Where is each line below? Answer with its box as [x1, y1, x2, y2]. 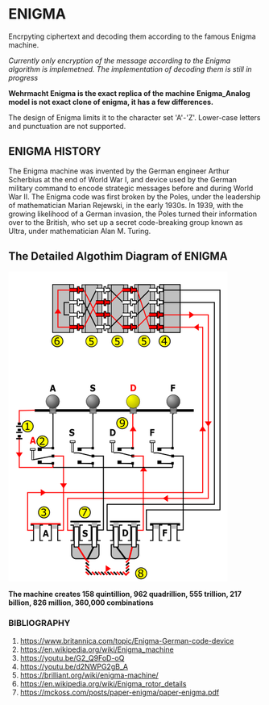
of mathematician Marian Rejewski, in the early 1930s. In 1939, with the [8, 200, 244, 210]
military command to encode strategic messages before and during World [8, 183, 254, 193]
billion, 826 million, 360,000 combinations [8, 598, 155, 607]
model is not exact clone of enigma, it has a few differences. [8, 97, 213, 106]
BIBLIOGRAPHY [8, 618, 71, 629]
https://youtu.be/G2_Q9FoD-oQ [19, 653, 125, 662]
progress [8, 73, 39, 82]
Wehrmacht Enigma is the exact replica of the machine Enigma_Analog [8, 88, 251, 98]
